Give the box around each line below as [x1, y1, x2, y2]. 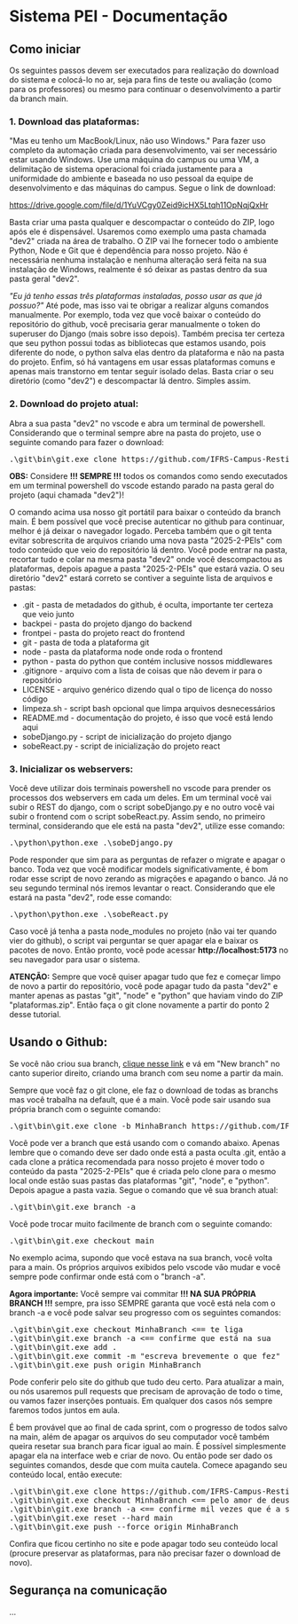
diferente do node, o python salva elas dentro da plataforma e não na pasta [9, 348, 285, 358]
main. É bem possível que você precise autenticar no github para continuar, [9, 516, 286, 527]
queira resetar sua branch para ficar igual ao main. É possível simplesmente [9, 1440, 286, 1451]
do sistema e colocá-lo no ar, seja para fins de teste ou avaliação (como [9, 75, 272, 85]
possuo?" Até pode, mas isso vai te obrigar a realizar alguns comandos [9, 300, 270, 311]
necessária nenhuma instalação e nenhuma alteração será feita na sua [9, 255, 268, 265]
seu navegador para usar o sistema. [9, 953, 140, 964]
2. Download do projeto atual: [9, 397, 139, 410]
